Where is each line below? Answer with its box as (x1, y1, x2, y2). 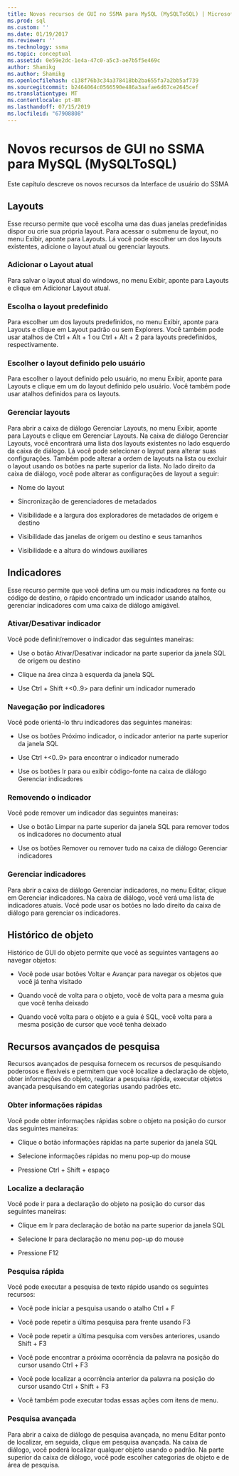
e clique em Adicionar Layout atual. (7, 283, 111, 292)
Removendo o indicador (7, 793, 92, 803)
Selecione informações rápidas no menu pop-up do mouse (17, 1151, 191, 1160)
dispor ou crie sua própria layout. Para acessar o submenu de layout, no (7, 226, 218, 236)
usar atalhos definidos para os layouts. (7, 390, 121, 398)
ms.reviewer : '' (7, 37, 55, 44)
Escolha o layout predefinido (7, 301, 109, 311)
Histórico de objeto (7, 929, 94, 941)
